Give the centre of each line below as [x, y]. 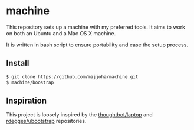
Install [18, 63]
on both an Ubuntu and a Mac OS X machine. [61, 33]
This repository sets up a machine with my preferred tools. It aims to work [96, 27]
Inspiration [27, 100]
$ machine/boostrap [30, 82]
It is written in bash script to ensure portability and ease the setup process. [97, 45]
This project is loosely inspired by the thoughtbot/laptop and [80, 115]
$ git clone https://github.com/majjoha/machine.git [72, 77]
